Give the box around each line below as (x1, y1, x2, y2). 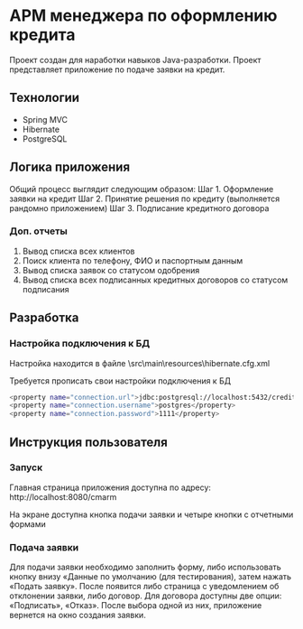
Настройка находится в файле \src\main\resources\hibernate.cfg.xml (9, 357, 271, 368)
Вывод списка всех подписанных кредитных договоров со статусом (22, 274, 289, 285)
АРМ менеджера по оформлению (9, 5, 278, 26)
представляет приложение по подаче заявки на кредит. (9, 64, 225, 75)
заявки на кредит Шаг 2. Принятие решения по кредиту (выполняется (9, 193, 280, 204)
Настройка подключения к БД (9, 338, 151, 350)
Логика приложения (9, 160, 131, 175)
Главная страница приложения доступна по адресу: (9, 482, 212, 493)
